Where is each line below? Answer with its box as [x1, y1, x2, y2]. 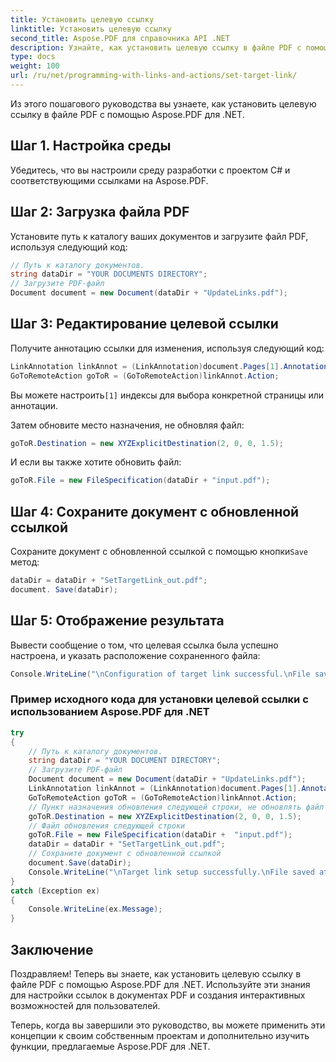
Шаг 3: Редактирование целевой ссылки [10, 316, 279, 333]
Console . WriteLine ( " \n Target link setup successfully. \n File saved [28, 867, 315, 877]
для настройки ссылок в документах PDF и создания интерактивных [10, 989, 306, 1001]
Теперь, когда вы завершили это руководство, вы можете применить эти [10, 1019, 326, 1031]
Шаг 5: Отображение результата [10, 612, 225, 630]
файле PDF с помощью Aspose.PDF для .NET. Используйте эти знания [10, 979, 311, 991]
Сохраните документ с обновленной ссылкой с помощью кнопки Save [10, 546, 308, 558]
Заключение [10, 941, 94, 958]
